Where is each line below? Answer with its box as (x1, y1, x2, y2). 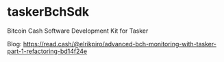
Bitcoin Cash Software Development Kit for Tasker (7, 27, 149, 35)
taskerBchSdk (7, 4, 90, 20)
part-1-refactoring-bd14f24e (7, 47, 88, 55)
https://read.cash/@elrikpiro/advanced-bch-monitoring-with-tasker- (23, 40, 217, 48)
